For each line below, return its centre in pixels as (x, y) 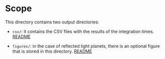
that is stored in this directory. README (52, 51)
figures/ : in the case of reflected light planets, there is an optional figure (86, 46)
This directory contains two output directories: (52, 22)
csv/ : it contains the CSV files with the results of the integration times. (83, 31)
